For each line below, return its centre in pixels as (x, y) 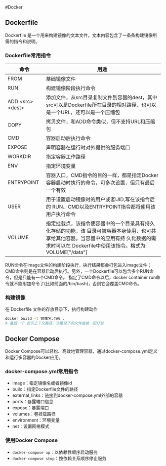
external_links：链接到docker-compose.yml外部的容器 (67, 395)
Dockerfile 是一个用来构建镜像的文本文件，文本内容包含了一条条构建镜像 (79, 35)
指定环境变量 (61, 166)
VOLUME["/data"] (67, 253)
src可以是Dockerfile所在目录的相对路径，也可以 (101, 105)
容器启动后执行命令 (68, 138)
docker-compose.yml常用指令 (42, 371)
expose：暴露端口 (31, 408)
